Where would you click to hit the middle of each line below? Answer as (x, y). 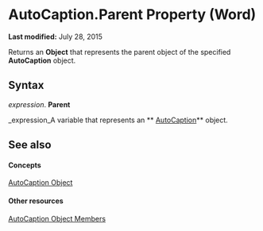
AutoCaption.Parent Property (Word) (132, 15)
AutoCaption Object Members (57, 218)
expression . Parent (39, 104)
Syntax (26, 85)
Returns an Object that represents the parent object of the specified (120, 52)
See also (30, 145)
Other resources (36, 201)
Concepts (25, 165)
